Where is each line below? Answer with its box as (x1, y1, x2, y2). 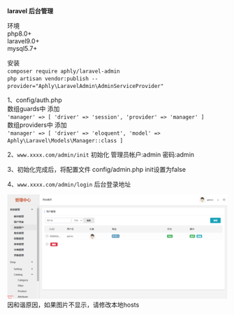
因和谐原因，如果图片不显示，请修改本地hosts (7, 300, 140, 309)
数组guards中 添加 (7, 105, 60, 112)
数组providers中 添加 (7, 121, 68, 129)
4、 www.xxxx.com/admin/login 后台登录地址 (7, 180, 131, 188)
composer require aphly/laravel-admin (7, 68, 120, 75)
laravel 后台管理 (7, 7, 54, 15)
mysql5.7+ (7, 45, 38, 52)
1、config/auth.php (7, 96, 63, 104)
